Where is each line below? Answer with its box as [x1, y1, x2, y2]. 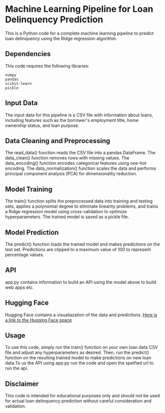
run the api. [5, 365, 29, 371]
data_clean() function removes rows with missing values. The [5, 155, 130, 161]
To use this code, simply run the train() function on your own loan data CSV [5, 344, 158, 350]
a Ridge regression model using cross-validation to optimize [5, 209, 127, 215]
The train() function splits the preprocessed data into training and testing [5, 198, 153, 204]
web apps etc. [5, 284, 34, 290]
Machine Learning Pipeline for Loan [5, 3, 154, 15]
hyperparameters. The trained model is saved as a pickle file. [5, 214, 130, 220]
